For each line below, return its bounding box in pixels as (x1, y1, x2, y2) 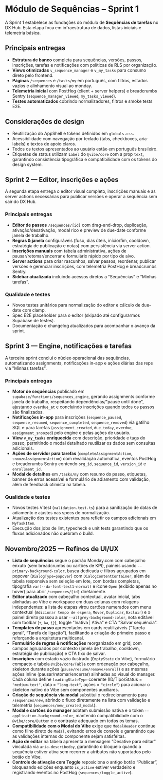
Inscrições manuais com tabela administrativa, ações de (12, 248, 127, 254)
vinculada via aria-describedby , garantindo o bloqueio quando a (12, 744, 141, 750)
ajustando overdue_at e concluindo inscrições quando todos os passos (12, 404, 155, 410)
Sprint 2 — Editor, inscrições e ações (5, 175, 119, 183)
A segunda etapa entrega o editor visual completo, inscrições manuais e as (5, 188, 156, 194)
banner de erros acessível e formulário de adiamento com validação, (12, 476, 150, 482)
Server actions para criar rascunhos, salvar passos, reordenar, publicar (12, 258, 156, 264)
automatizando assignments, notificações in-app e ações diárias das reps (5, 360, 153, 366)
